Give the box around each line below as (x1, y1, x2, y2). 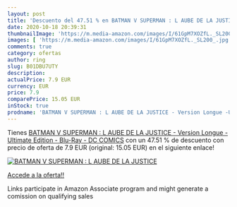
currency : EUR (7, 83, 49, 90)
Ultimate (7, 136, 32, 144)
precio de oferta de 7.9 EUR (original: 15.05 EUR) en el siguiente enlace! (7, 143, 215, 152)
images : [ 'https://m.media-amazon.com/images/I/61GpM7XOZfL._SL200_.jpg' (7, 37, 232, 44)
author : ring (7, 57, 46, 64)
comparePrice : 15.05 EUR (7, 96, 80, 103)
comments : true (7, 43, 52, 50)
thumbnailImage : (7, 30, 55, 37)
